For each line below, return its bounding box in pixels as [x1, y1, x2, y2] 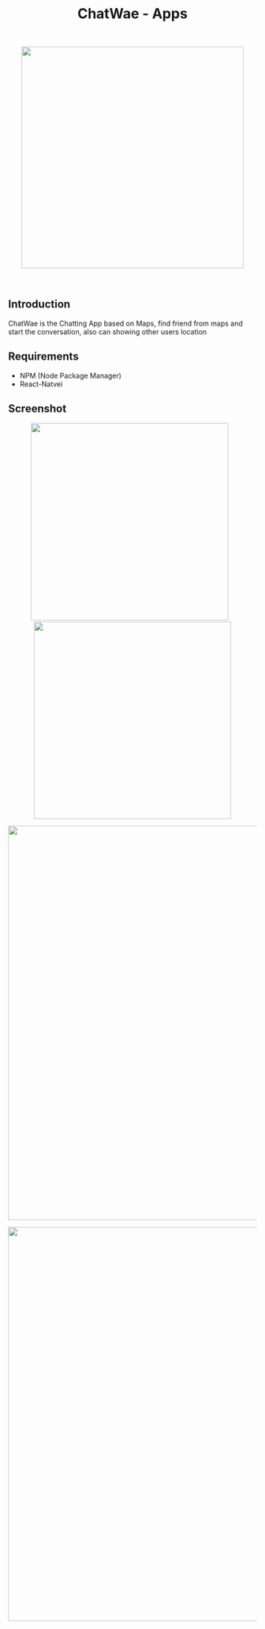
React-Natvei [19, 379, 63, 389]
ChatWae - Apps [77, 5, 188, 23]
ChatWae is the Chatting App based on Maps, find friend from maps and [8, 319, 243, 328]
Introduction [8, 297, 71, 311]
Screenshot [8, 401, 67, 415]
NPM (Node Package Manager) [19, 371, 122, 380]
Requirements [8, 350, 79, 363]
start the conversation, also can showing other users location [8, 326, 207, 336]
